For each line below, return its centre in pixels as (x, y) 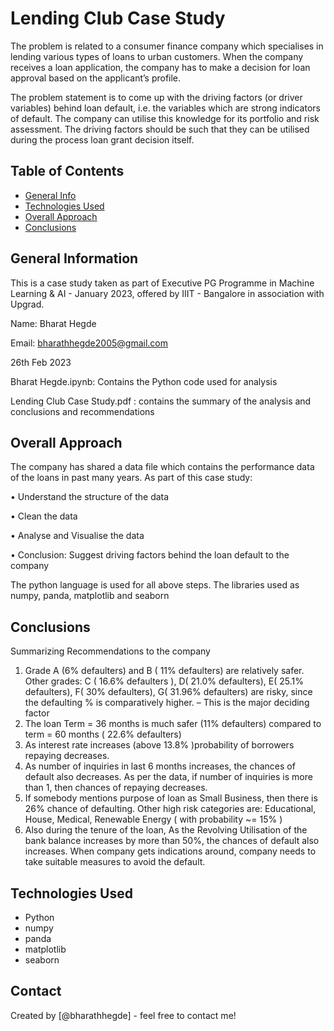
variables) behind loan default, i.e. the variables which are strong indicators (165, 108)
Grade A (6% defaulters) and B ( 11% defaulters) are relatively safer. (164, 671)
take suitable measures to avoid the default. (115, 862)
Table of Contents (67, 171)
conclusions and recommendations (82, 411)
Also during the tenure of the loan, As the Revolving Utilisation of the (166, 830)
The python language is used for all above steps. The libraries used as (155, 585)
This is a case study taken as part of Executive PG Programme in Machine (162, 283)
